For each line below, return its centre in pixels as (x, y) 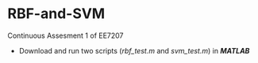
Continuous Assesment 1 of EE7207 (65, 35)
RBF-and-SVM (56, 14)
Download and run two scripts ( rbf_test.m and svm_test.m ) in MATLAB (134, 50)
